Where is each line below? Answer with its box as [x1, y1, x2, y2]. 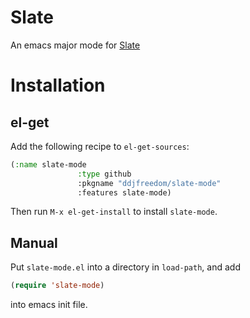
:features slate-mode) [77, 187, 172, 198]
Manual [10, 234, 58, 251]
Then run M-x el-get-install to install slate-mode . [10, 206, 218, 218]
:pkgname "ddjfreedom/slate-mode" [77, 178, 222, 188]
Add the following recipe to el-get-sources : [10, 140, 190, 152]
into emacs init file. [10, 299, 88, 311]
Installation [10, 74, 106, 97]
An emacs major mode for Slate [10, 39, 141, 51]
